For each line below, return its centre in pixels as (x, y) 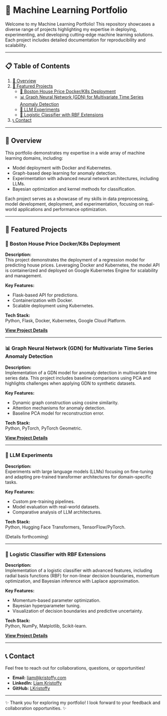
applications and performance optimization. (62, 209)
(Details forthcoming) (27, 536)
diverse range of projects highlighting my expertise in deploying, (71, 29)
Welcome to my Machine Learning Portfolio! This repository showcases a (80, 24)
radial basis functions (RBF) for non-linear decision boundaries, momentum (82, 576)
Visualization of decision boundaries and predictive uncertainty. (78, 611)
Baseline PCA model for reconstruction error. (58, 413)
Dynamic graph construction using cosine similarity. (65, 402)
